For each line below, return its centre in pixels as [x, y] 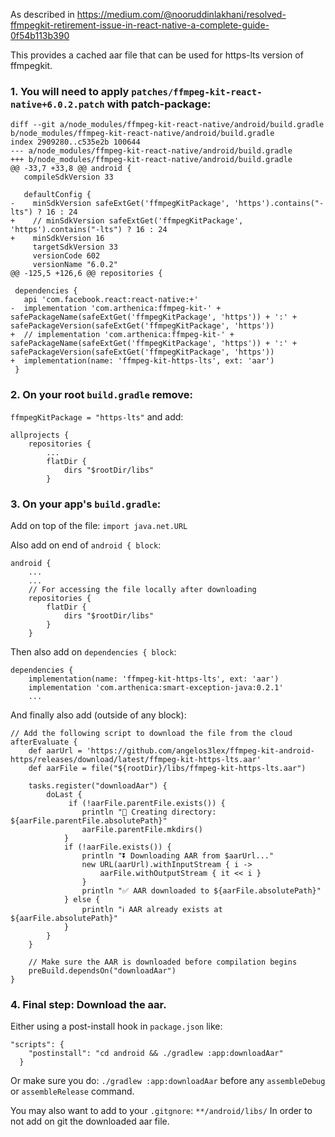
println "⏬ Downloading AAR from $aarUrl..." [178, 855]
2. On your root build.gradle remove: [102, 395]
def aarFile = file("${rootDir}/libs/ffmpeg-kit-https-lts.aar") [167, 768]
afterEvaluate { [44, 742]
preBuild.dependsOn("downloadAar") [102, 970]
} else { [82, 899]
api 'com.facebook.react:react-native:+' [111, 300]
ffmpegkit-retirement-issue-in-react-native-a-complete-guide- [140, 25]
